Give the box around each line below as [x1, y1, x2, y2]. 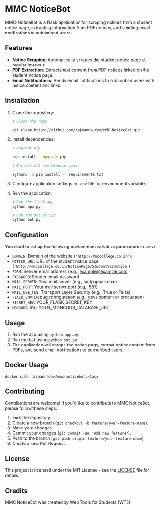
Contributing [5, 387, 45, 395]
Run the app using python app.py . [12, 331, 80, 337]
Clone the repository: [12, 109, 55, 115]
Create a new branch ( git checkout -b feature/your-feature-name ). [12, 420, 149, 426]
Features [5, 44, 32, 52]
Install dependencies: [12, 136, 55, 142]
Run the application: [12, 190, 52, 196]
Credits [5, 486, 28, 494]
